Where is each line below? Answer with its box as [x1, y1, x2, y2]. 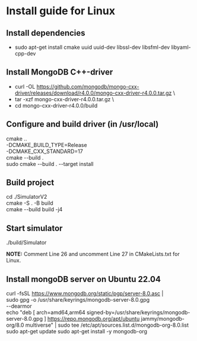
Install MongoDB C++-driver [6, 67, 113, 77]
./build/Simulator [6, 239, 47, 246]
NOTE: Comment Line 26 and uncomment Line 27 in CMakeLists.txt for [6, 251, 180, 258]
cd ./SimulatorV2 [6, 193, 47, 201]
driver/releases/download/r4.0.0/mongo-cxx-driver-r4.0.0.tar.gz [14, 89, 172, 96]
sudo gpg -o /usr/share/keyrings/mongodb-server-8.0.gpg [6, 296, 150, 304]
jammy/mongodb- [141, 315, 185, 323]
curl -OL [14, 83, 36, 90]
